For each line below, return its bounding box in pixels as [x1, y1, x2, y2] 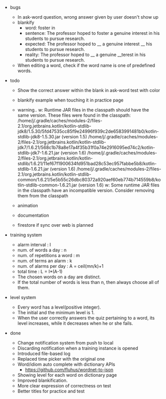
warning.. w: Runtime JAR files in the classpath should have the [17, 107, 149, 113]
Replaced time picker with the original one [17, 356, 105, 362]
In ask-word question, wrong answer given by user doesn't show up [17, 14, 158, 20]
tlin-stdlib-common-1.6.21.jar [17, 182, 77, 188]
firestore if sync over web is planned [17, 222, 94, 228]
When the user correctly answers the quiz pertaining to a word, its [17, 315, 155, 321]
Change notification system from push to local [17, 340, 114, 345]
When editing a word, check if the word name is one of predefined [17, 63, 155, 68]
